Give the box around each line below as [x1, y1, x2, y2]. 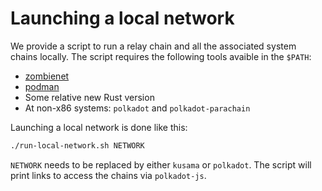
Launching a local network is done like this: [10, 121, 188, 133]
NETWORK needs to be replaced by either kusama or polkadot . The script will [10, 158, 312, 171]
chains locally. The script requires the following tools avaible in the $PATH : [10, 50, 312, 62]
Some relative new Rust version [24, 91, 155, 103]
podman [24, 80, 60, 92]
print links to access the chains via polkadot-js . [10, 169, 207, 181]
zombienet [24, 70, 70, 82]
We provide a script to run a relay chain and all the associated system [10, 40, 297, 52]
